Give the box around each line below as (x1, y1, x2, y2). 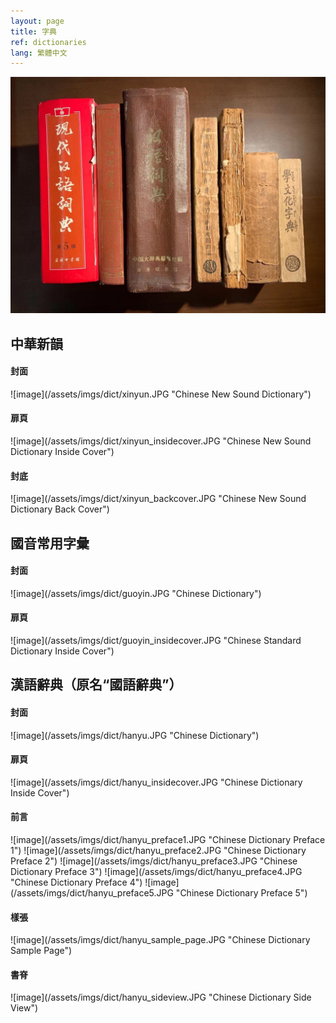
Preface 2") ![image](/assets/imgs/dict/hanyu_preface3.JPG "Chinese (10, 855, 298, 867)
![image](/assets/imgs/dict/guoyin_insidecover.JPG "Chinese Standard (10, 635, 302, 647)
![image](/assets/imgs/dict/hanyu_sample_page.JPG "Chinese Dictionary (10, 934, 311, 946)
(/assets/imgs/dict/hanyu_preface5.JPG (10, 887, 174, 899)
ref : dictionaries (10, 37, 87, 47)
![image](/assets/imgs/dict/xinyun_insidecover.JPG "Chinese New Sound (10, 435, 312, 447)
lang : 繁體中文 (10, 48, 68, 58)
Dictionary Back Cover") (10, 503, 110, 515)
